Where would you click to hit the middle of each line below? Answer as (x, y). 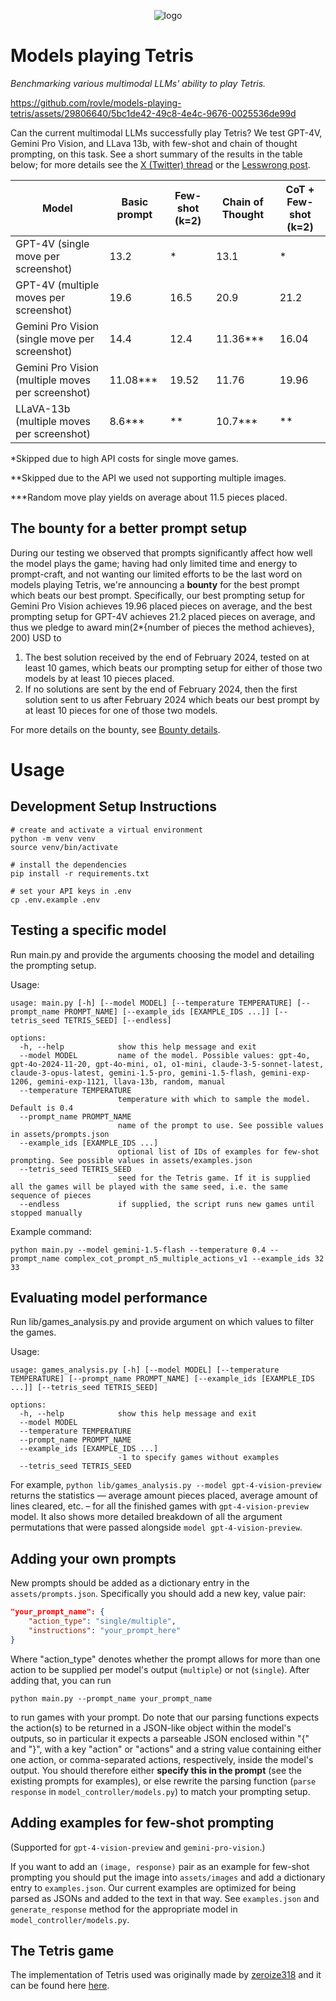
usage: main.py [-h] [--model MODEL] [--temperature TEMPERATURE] (151, 1003)
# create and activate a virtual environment (106, 830)
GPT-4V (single (52, 243)
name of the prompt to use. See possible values (221, 1125)
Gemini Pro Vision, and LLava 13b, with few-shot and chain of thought (154, 143)
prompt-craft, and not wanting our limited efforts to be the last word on (156, 574)
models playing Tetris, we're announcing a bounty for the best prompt (155, 584)
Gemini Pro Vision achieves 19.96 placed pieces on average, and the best (161, 606)
